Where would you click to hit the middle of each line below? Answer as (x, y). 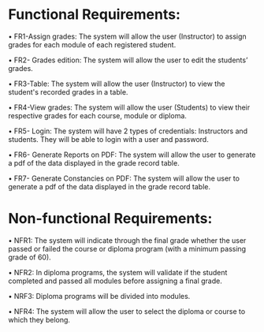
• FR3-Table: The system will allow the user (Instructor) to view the (117, 84)
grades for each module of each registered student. (92, 44)
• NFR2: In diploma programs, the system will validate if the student (118, 272)
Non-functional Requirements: (110, 219)
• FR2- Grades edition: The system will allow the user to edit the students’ (128, 60)
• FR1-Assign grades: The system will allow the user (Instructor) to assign (127, 36)
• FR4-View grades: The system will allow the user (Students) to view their (129, 107)
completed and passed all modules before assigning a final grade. (115, 281)
